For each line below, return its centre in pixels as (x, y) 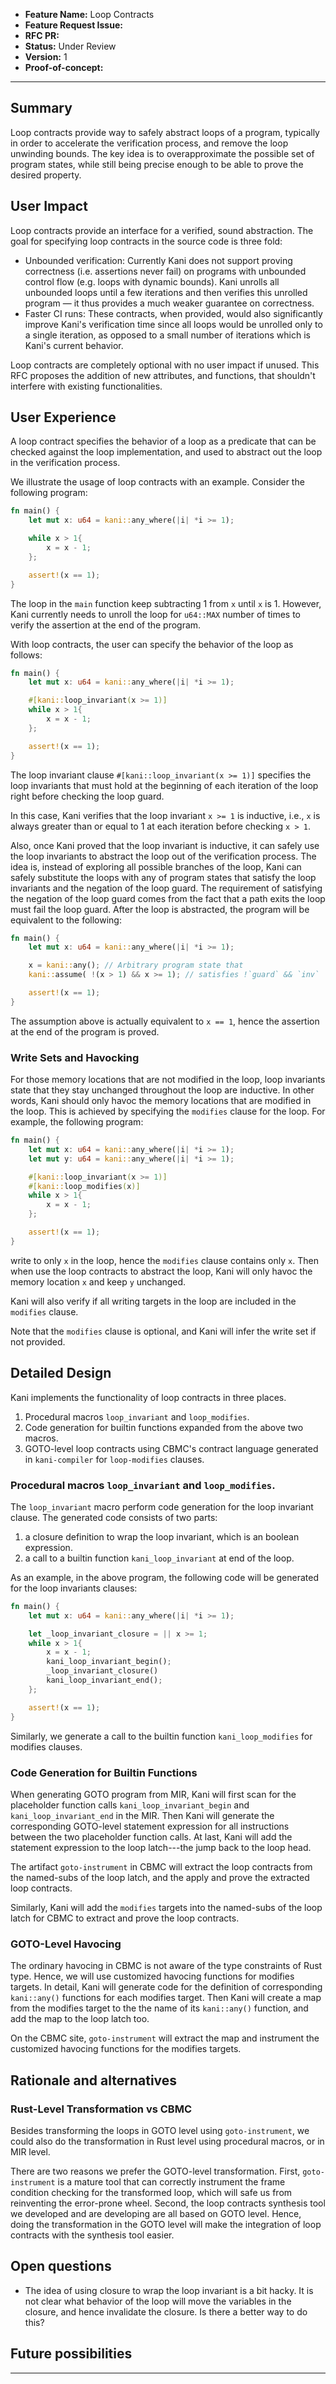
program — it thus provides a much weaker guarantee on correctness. (169, 303)
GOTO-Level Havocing (66, 1944)
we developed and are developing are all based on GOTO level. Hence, (156, 2213)
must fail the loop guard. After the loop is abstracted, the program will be (160, 909)
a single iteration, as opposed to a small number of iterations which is (167, 335)
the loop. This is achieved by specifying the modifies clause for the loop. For (168, 1111)
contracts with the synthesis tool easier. (92, 2235)
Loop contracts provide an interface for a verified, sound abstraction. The (162, 230)
